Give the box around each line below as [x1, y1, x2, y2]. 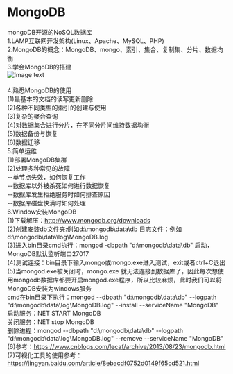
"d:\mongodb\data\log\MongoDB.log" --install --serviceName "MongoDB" [7, 300, 219, 309]
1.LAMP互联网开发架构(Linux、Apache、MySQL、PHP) [7, 36, 164, 45]
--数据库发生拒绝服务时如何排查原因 [7, 190, 110, 198]
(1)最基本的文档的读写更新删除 [7, 94, 94, 103]
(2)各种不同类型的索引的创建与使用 [7, 103, 107, 112]
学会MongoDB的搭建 [12, 62, 71, 71]
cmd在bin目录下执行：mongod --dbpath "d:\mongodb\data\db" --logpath [7, 293, 217, 301]
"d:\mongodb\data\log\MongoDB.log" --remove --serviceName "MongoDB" [7, 334, 224, 342]
